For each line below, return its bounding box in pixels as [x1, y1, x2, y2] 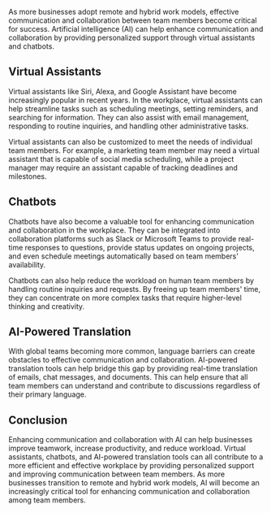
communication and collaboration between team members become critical [8, 15, 257, 25]
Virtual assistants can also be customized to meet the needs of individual [8, 137, 253, 146]
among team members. [8, 495, 87, 505]
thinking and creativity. [8, 301, 85, 311]
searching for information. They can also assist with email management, [8, 112, 249, 122]
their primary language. [8, 389, 87, 399]
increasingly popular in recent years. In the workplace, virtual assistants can [8, 95, 263, 105]
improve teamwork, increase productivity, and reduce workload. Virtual [8, 443, 246, 454]
